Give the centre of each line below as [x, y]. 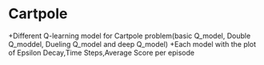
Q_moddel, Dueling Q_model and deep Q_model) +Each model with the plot [132, 44]
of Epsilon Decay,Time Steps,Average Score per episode [101, 52]
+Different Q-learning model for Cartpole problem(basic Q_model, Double [130, 36]
